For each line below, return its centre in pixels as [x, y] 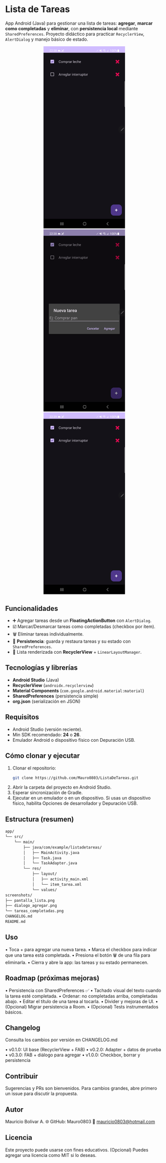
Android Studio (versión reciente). [47, 729]
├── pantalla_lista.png [30, 900]
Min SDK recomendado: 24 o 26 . [47, 734]
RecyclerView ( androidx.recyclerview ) [53, 685]
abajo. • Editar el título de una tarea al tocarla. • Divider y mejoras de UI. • [82, 1001]
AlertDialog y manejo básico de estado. [47, 39]
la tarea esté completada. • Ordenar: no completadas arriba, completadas [81, 996]
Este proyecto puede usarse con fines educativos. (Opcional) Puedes [77, 1150]
